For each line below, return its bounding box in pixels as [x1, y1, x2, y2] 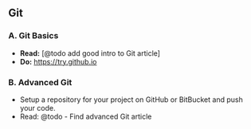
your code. [19, 103, 56, 112]
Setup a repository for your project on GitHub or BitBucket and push [19, 95, 243, 104]
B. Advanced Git [8, 76, 73, 88]
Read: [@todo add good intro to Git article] [19, 48, 161, 58]
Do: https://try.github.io [19, 57, 97, 66]
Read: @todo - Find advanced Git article [19, 111, 152, 121]
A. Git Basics [8, 30, 59, 41]
